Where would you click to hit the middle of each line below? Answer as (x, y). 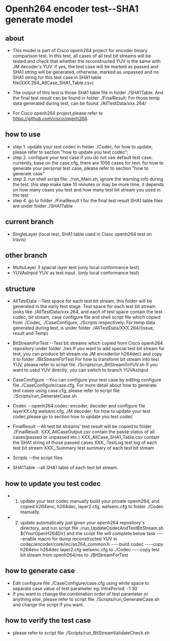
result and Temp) (30, 333)
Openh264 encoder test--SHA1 (72, 9)
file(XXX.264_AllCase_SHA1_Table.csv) (53, 83)
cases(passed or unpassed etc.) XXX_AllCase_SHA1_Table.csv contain (86, 437)
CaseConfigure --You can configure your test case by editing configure (87, 380)
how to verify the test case (48, 620)
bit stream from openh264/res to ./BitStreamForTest (74, 555)
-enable (28, 539)
